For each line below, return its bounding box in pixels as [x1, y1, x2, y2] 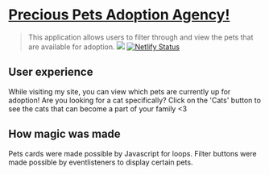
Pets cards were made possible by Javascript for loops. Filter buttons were [8, 148, 257, 158]
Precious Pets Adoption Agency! [8, 6, 230, 24]
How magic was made [8, 127, 121, 141]
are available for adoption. [27, 42, 115, 52]
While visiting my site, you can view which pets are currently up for [8, 86, 231, 96]
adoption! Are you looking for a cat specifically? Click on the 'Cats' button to [8, 95, 262, 105]
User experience [8, 65, 93, 79]
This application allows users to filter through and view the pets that [27, 32, 254, 42]
